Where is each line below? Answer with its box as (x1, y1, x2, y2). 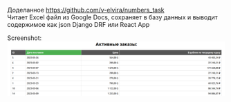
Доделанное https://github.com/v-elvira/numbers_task (7, 6, 165, 14)
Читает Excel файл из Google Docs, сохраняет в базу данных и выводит (7, 13, 218, 21)
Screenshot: (7, 34, 42, 42)
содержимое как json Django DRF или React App (7, 21, 150, 28)
